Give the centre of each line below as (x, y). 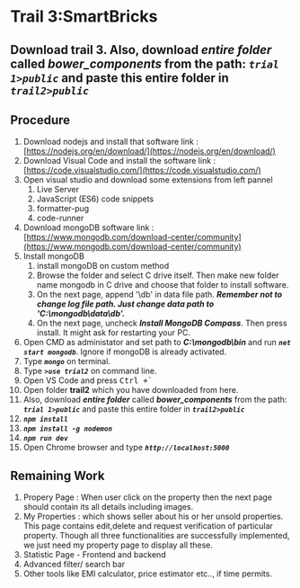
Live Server (58, 190)
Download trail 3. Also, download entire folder (141, 50)
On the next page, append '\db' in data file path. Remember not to (159, 295)
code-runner (60, 218)
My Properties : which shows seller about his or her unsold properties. (153, 517)
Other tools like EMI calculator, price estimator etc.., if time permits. (148, 574)
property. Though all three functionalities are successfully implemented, (156, 536)
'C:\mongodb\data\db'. (80, 314)
